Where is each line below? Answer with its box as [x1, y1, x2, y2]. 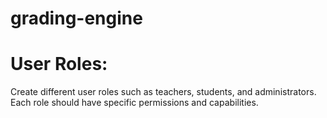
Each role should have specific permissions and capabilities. [10, 97, 259, 109]
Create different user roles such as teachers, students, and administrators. [10, 86, 317, 98]
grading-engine [10, 7, 143, 30]
